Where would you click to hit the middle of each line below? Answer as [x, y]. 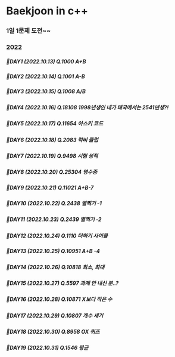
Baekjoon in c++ [47, 11]
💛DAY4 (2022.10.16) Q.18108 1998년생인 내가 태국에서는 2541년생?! [87, 107]
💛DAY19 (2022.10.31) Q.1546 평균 [47, 348]
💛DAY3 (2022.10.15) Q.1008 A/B [46, 91]
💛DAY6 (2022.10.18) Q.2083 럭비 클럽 [52, 140]
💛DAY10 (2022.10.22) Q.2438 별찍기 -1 [54, 203]
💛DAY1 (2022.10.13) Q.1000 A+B [46, 61]
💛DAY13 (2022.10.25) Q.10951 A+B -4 [53, 251]
